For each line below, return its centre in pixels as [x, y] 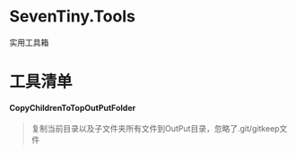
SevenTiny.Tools [73, 17]
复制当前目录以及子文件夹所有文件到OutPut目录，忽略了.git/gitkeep [155, 129]
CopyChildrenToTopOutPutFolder [73, 107]
